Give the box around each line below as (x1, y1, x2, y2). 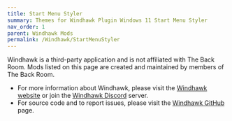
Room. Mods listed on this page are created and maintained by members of (7, 63, 224, 71)
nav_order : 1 (7, 23, 45, 30)
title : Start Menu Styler (7, 10, 82, 17)
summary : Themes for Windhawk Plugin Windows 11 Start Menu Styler (7, 17, 208, 24)
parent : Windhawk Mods (7, 29, 73, 37)
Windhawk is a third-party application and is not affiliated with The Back (7, 55, 215, 64)
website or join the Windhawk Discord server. (17, 92, 149, 100)
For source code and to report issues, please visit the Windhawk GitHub (17, 99, 225, 107)
